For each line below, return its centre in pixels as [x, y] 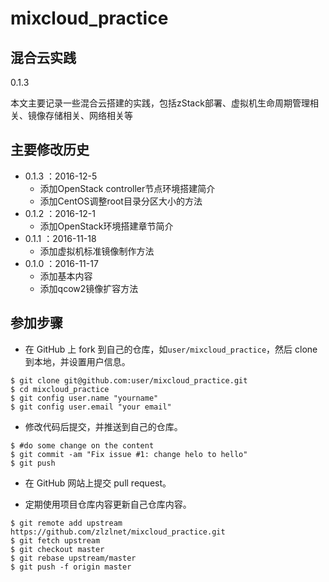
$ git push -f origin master [71, 567]
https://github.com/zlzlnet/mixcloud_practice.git [118, 532]
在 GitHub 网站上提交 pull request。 [98, 483]
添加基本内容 [66, 276]
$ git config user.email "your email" [91, 407]
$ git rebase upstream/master [73, 558]
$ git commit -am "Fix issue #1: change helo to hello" [129, 454]
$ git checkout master [57, 549]
